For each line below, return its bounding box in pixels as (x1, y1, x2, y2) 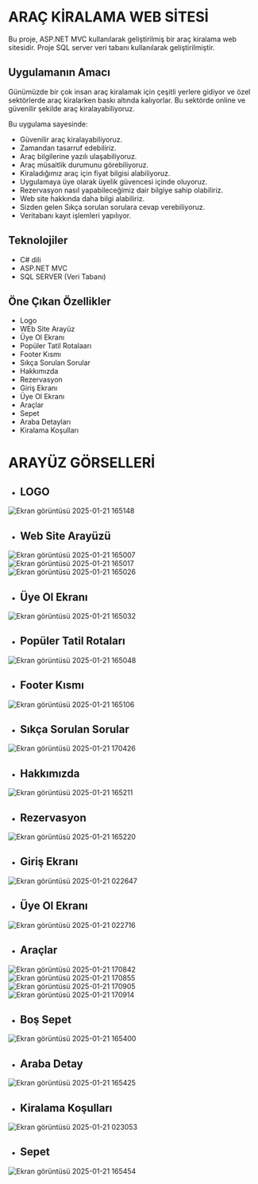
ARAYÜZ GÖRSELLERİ (8, 453, 156, 472)
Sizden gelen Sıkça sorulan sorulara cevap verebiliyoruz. (19, 202, 206, 212)
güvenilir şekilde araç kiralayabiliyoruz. (8, 103, 135, 113)
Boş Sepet (19, 1012, 72, 1026)
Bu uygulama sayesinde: (8, 119, 89, 129)
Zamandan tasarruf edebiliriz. (19, 143, 117, 153)
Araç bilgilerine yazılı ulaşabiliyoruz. (19, 151, 137, 161)
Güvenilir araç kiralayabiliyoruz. (19, 134, 123, 144)
